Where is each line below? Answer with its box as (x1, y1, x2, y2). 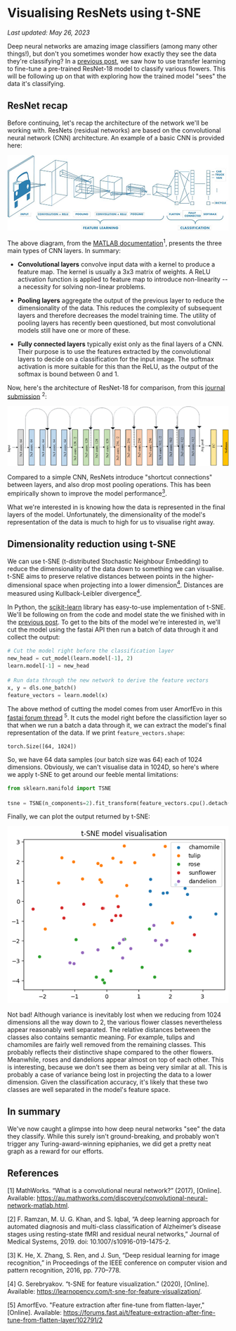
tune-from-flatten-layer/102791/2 (7, 1315, 103, 1324)
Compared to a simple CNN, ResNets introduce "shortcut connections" (7, 473, 213, 482)
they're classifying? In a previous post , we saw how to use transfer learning (7, 56, 226, 65)
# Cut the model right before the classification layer (7, 647, 174, 654)
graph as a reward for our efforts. (7, 1147, 104, 1155)
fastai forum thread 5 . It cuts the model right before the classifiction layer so (7, 712, 227, 722)
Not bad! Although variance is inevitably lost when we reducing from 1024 (7, 1010, 221, 1019)
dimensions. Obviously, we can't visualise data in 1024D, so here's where (7, 763, 219, 771)
